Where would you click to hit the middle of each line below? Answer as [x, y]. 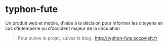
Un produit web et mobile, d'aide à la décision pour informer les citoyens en [84, 23]
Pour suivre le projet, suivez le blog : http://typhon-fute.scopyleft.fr [88, 38]
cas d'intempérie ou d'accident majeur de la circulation [63, 28]
